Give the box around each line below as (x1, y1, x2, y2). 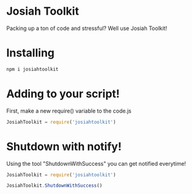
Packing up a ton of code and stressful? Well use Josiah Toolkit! (6, 24, 168, 32)
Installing (6, 46, 55, 60)
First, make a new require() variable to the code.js (6, 107, 131, 114)
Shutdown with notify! (6, 140, 122, 154)
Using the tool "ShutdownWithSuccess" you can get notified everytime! (6, 160, 186, 167)
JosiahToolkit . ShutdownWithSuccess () (6, 182, 103, 189)
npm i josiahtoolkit (6, 66, 59, 72)
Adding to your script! (6, 87, 120, 100)
